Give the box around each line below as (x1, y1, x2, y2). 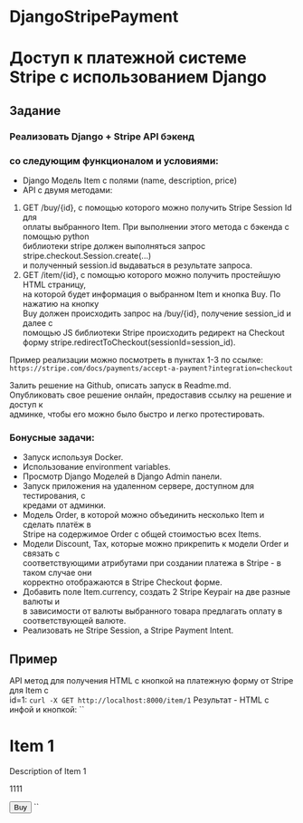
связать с (22, 548, 61, 559)
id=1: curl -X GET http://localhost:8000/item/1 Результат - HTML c (9, 694, 270, 705)
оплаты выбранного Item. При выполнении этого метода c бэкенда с (22, 221, 289, 232)
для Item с (9, 685, 50, 696)
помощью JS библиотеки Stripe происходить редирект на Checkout (22, 327, 285, 338)
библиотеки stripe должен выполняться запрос (22, 240, 206, 251)
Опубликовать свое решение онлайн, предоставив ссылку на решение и (9, 389, 292, 400)
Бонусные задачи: (9, 431, 95, 444)
